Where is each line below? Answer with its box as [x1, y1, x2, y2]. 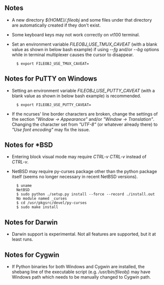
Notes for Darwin [4, 218, 58, 227]
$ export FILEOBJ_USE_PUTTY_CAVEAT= [16, 102, 91, 107]
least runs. [11, 236, 33, 242]
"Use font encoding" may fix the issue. [11, 126, 90, 132]
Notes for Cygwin [4, 251, 59, 259]
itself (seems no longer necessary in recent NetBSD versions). [11, 174, 138, 180]
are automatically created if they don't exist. [11, 22, 101, 28]
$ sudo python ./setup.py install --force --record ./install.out [16, 192, 155, 197]
